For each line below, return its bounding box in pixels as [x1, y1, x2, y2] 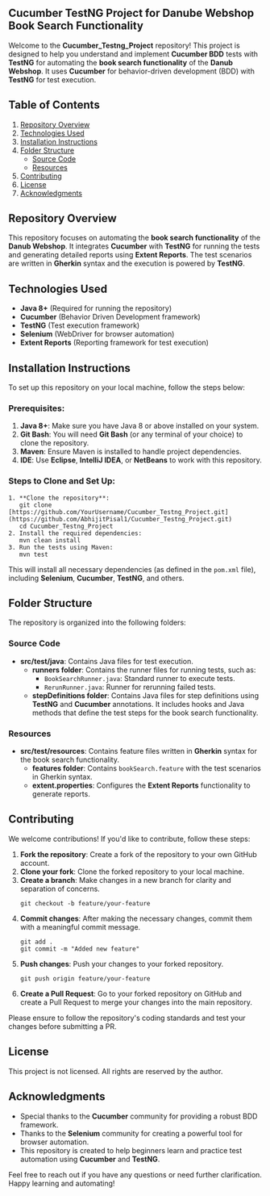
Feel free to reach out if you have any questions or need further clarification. [8, 1169, 262, 1179]
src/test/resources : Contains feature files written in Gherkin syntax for [19, 746, 258, 756]
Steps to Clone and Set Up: [8, 475, 115, 487]
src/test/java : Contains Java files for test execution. [19, 656, 193, 666]
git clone [19, 500, 52, 509]
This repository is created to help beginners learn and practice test [19, 1145, 243, 1155]
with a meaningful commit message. [19, 922, 141, 931]
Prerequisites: [8, 403, 65, 414]
